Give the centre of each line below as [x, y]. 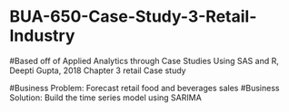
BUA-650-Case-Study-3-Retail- [133, 17]
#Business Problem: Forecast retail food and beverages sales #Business [144, 88]
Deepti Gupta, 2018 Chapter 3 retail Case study [98, 70]
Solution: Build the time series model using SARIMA [105, 98]
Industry [42, 36]
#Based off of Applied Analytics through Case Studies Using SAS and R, [144, 61]
